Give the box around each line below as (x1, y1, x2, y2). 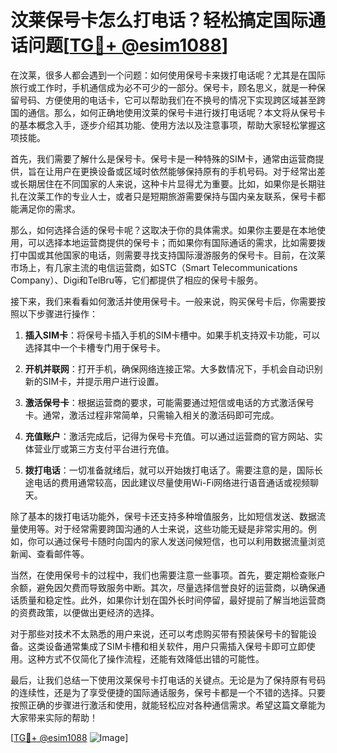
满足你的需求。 (18, 202, 81, 215)
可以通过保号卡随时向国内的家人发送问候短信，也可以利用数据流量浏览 (36, 535, 326, 547)
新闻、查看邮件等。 (10, 547, 90, 560)
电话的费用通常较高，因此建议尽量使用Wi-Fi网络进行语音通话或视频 (33, 476, 311, 488)
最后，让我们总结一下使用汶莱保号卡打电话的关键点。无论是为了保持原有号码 (10, 674, 326, 686)
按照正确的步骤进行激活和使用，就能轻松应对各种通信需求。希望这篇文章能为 (10, 699, 326, 711)
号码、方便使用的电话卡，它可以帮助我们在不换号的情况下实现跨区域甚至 (18, 94, 317, 106)
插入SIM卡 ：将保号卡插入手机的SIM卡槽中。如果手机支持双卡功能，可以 (24, 329, 321, 341)
